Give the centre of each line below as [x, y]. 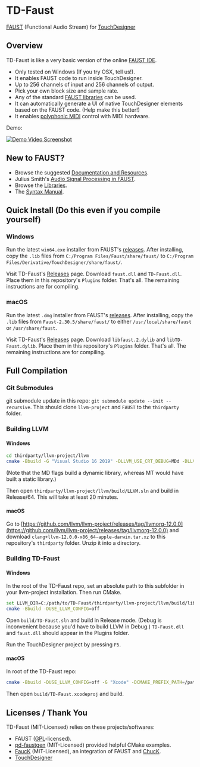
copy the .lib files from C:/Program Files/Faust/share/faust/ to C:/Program [100, 256]
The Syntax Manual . [39, 191]
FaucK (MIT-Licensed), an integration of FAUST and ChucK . [88, 751]
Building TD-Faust [33, 559]
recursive [18, 408]
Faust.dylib [21, 346]
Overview [25, 46]
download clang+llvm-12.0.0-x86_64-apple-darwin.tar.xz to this [86, 537]
